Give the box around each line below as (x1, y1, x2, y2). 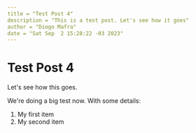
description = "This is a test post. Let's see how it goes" (7, 17, 190, 24)
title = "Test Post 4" (7, 10, 73, 17)
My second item (17, 118, 64, 126)
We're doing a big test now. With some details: (7, 97, 141, 105)
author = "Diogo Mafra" (7, 23, 77, 30)
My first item (17, 110, 55, 119)
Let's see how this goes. (7, 83, 78, 92)
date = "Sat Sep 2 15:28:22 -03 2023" (7, 29, 124, 37)
